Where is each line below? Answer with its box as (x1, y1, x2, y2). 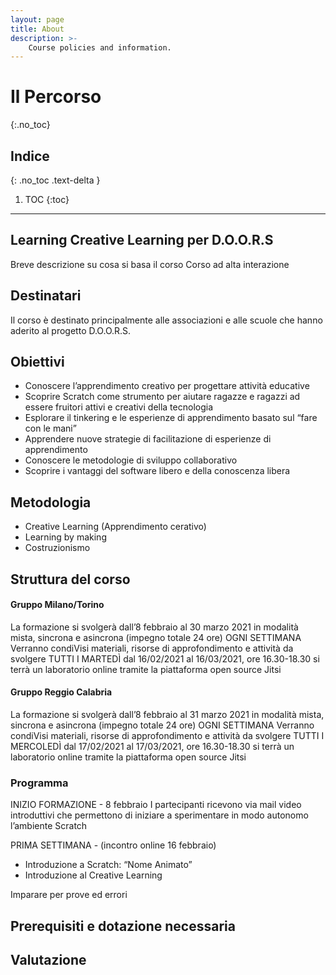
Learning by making (24, 531, 107, 543)
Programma (10, 776, 69, 790)
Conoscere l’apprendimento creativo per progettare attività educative (24, 380, 310, 392)
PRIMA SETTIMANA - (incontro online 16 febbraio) (10, 839, 217, 851)
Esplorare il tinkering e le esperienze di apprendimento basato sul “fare (24, 412, 318, 424)
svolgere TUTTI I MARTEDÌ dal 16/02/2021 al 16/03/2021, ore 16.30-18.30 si (10, 652, 320, 665)
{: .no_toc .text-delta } (10, 174, 101, 186)
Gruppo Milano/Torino (10, 599, 105, 611)
